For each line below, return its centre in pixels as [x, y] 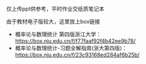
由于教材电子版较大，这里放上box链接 [53, 22]
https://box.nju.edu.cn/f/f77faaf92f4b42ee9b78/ [75, 41]
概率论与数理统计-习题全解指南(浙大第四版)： [71, 48]
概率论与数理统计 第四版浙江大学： [58, 34]
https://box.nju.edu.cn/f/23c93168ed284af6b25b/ [77, 55]
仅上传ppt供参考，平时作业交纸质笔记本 [55, 9]
